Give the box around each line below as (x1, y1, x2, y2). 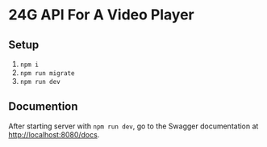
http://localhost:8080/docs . (8, 129, 100, 139)
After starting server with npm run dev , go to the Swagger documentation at (8, 121, 259, 131)
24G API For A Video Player (8, 6, 195, 24)
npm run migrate (19, 69, 75, 78)
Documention (8, 99, 78, 114)
